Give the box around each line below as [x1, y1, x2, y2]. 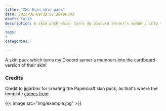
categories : [5, 39, 30, 44]
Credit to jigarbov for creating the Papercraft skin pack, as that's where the [5, 85, 158, 91]
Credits [5, 74, 23, 81]
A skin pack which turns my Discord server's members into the [5, 57, 133, 63]
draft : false [5, 16, 32, 21]
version [5, 62, 21, 68]
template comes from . [5, 91, 50, 97]
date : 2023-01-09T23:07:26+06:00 [5, 12, 74, 17]
